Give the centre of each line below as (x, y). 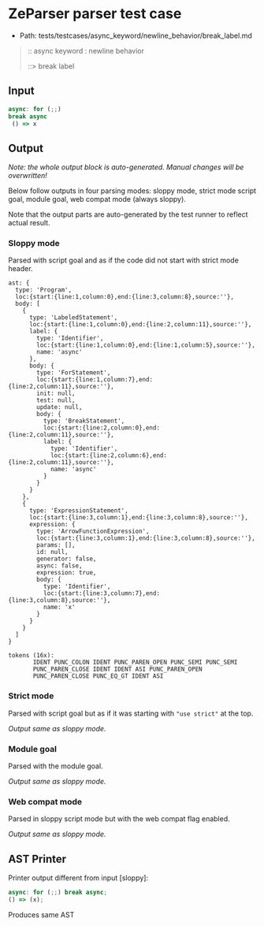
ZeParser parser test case (95, 14)
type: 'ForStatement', (74, 373)
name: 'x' (59, 608)
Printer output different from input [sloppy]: (78, 878)
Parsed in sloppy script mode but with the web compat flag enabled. (119, 819)
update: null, (59, 407)
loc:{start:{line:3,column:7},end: (101, 593)
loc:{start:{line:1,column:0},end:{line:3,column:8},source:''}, (125, 297)
